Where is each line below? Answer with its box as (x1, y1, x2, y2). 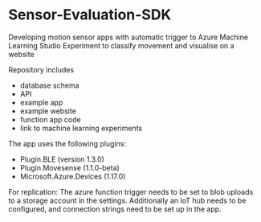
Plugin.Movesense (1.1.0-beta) (19, 162, 120, 172)
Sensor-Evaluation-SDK (8, 6, 172, 24)
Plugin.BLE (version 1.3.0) (19, 154, 104, 164)
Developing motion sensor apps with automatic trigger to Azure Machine (8, 32, 249, 42)
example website (19, 106, 76, 116)
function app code (19, 114, 82, 124)
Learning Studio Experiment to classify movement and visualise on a (8, 40, 234, 50)
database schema (19, 80, 80, 90)
